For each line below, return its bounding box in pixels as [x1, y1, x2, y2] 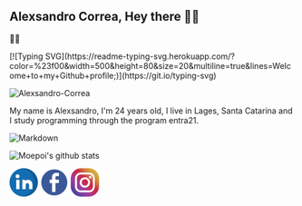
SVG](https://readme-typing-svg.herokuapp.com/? [44, 51, 236, 62]
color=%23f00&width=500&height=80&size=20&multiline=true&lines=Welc [9, 60, 292, 71]
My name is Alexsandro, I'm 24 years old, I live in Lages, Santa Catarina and [9, 105, 293, 116]
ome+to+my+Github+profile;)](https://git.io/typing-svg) [9, 70, 217, 81]
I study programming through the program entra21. [9, 114, 200, 125]
